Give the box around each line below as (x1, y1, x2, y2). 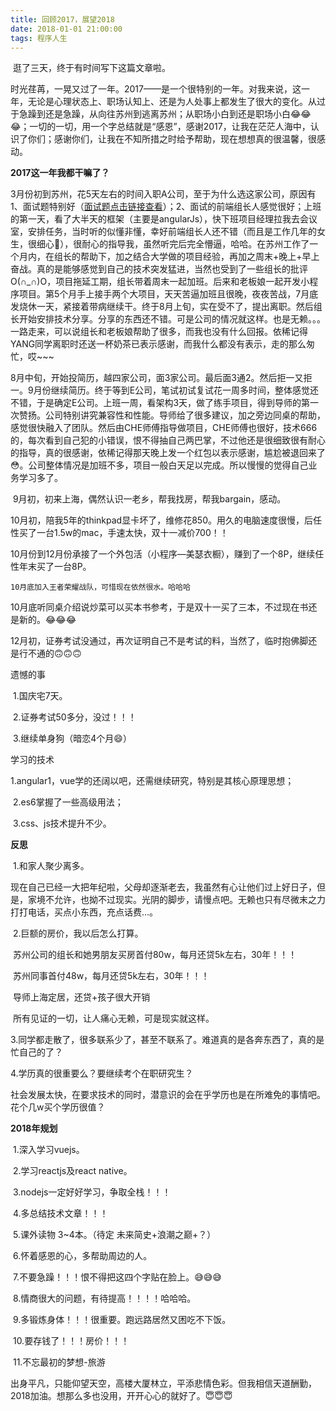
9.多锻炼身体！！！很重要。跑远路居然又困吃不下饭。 (12, 1314, 232, 1326)
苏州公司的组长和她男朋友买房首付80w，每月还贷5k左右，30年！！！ (12, 949, 298, 961)
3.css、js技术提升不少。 (12, 817, 112, 830)
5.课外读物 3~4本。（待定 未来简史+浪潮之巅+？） (12, 1229, 217, 1241)
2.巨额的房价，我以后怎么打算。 (12, 927, 144, 940)
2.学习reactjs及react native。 (12, 1165, 133, 1177)
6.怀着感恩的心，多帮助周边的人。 (12, 1250, 153, 1262)
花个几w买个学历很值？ (10, 1101, 106, 1113)
